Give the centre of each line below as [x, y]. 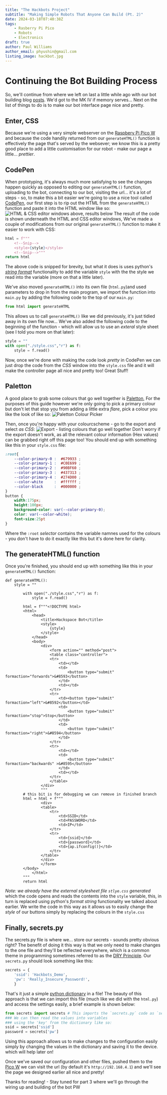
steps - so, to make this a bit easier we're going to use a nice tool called [79, 197]
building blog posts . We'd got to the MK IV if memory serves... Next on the [81, 100]
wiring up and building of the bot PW [43, 1087]
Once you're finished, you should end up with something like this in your [79, 566]
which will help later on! [29, 1052]
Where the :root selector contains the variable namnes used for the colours [83, 533]
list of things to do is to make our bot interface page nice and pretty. [75, 105]
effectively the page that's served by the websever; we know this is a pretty [83, 144]
